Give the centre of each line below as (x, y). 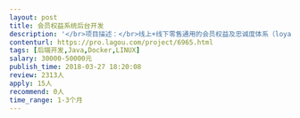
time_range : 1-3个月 (46, 100)
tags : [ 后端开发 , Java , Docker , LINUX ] (75, 51)
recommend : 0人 (37, 91)
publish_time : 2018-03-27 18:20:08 (75, 67)
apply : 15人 (31, 83)
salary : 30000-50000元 (50, 59)
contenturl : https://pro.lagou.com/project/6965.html (112, 42)
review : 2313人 (37, 75)
